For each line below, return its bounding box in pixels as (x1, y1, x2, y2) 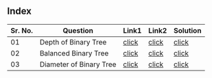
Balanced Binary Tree (39, 48, 109, 57)
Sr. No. (10, 25, 33, 35)
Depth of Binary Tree (39, 37, 107, 47)
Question (62, 25, 94, 35)
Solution (174, 25, 202, 35)
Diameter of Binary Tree (39, 60, 117, 69)
